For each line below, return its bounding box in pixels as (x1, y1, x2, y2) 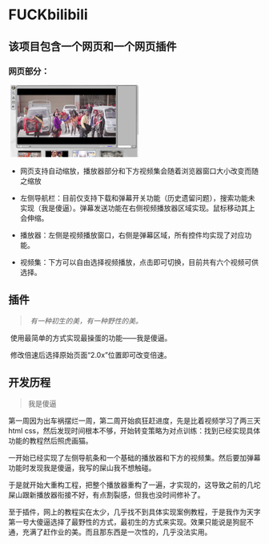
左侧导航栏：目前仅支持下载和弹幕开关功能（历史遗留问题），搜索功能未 (19, 193, 255, 202)
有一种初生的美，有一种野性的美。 (30, 315, 143, 326)
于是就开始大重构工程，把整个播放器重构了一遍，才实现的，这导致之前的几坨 (8, 480, 261, 489)
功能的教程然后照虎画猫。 (8, 436, 93, 445)
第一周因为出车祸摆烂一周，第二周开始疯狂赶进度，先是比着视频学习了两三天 (8, 416, 261, 425)
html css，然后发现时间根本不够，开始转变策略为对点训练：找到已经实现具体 (8, 425, 261, 435)
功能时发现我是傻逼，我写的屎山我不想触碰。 (8, 463, 156, 473)
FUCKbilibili (8, 6, 88, 24)
